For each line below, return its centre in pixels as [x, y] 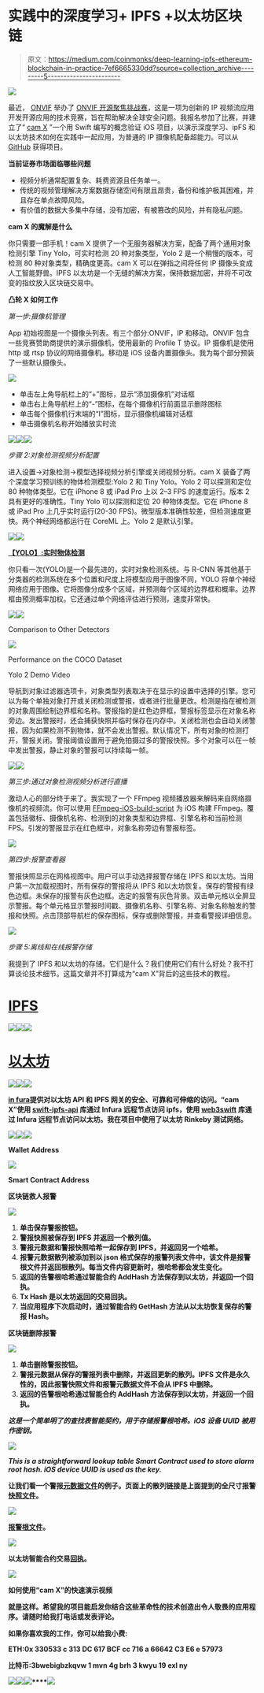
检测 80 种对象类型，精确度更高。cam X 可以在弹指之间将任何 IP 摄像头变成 [130, 263]
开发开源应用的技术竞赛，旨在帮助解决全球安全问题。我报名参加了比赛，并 [128, 117]
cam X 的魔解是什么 [40, 226]
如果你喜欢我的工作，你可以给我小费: [68, 1633]
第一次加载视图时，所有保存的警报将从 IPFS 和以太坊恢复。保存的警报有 [131, 885]
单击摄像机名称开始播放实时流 [68, 423]
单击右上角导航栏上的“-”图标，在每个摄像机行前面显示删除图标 [121, 403]
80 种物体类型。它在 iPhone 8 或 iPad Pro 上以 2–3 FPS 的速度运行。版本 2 [129, 491]
